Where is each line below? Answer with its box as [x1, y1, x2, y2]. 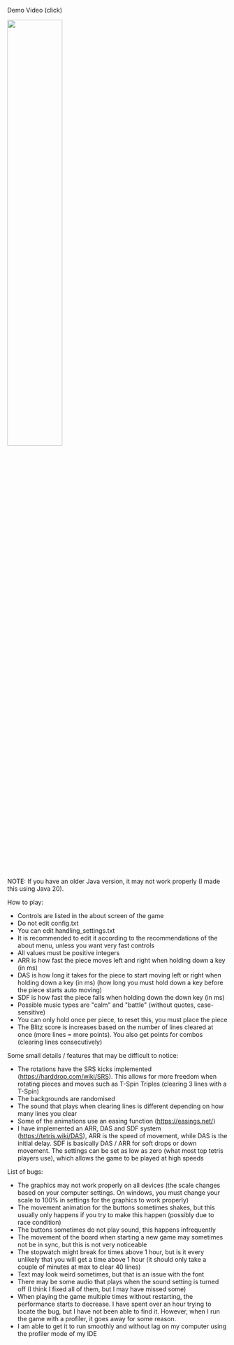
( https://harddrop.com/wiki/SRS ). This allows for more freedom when [17, 1073, 217, 1080]
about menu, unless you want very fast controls [17, 941, 155, 950]
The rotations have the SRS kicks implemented [17, 1065, 152, 1073]
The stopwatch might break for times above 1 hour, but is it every [17, 1248, 205, 1256]
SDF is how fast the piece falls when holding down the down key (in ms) [17, 994, 225, 1001]
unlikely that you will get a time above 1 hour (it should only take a [17, 1256, 207, 1263]
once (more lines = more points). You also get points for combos [17, 1031, 203, 1038]
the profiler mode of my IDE [17, 1330, 98, 1337]
